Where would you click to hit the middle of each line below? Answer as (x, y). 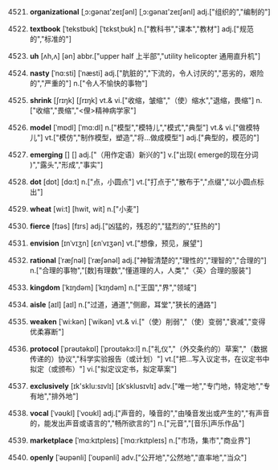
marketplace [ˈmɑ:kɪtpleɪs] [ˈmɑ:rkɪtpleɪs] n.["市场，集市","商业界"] (140, 440)
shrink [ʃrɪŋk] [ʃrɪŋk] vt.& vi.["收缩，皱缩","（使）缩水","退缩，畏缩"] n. (146, 100)
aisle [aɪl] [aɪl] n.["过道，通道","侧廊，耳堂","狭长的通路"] (123, 305)
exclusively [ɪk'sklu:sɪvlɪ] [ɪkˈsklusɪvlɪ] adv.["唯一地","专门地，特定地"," (146, 386)
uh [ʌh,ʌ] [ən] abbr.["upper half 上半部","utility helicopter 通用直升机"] (145, 56)
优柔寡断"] (47, 332)
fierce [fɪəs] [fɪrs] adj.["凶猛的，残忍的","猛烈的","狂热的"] (125, 226)
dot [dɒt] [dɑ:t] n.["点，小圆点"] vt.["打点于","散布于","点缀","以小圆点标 (147, 182)
